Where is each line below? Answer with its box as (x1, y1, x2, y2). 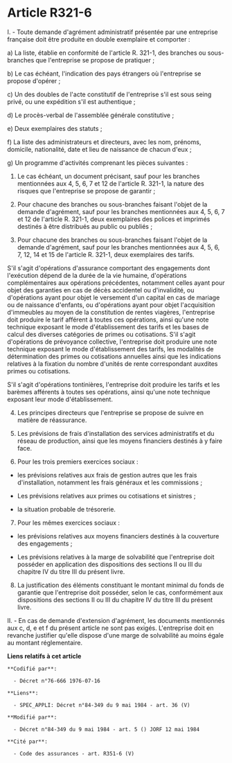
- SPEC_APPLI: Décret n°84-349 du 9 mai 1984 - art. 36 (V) (13, 701, 190, 708)
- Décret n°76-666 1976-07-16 (13, 677, 100, 684)
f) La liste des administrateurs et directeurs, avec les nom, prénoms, (7, 137, 202, 146)
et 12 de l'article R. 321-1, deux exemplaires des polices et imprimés (17, 215, 211, 223)
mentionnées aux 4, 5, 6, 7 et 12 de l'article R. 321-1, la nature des (17, 179, 204, 188)
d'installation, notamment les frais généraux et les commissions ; (17, 478, 203, 486)
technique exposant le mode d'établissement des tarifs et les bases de (7, 322, 209, 331)
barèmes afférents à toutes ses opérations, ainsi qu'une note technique (7, 387, 211, 396)
